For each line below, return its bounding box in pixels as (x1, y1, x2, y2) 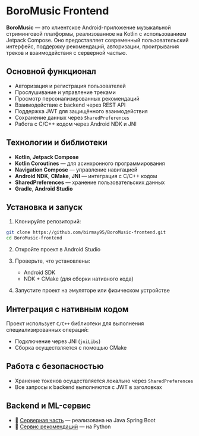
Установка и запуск (6, 202, 83, 212)
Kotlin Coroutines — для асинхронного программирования (14, 160, 165, 167)
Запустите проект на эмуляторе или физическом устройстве (14, 287, 170, 294)
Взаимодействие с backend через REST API (14, 101, 126, 108)
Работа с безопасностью (6, 362, 104, 372)
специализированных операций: (6, 326, 89, 333)
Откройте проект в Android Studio (14, 246, 101, 253)
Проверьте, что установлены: (14, 257, 90, 264)
